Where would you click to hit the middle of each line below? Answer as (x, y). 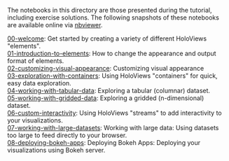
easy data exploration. (39, 83)
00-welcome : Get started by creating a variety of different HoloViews (107, 38)
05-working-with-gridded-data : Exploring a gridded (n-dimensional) (106, 98)
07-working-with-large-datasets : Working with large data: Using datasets (113, 128)
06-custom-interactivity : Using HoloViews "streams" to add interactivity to (114, 113)
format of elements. (36, 61)
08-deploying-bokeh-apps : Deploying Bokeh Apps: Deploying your (104, 142)
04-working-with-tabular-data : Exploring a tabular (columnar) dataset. (109, 91)
